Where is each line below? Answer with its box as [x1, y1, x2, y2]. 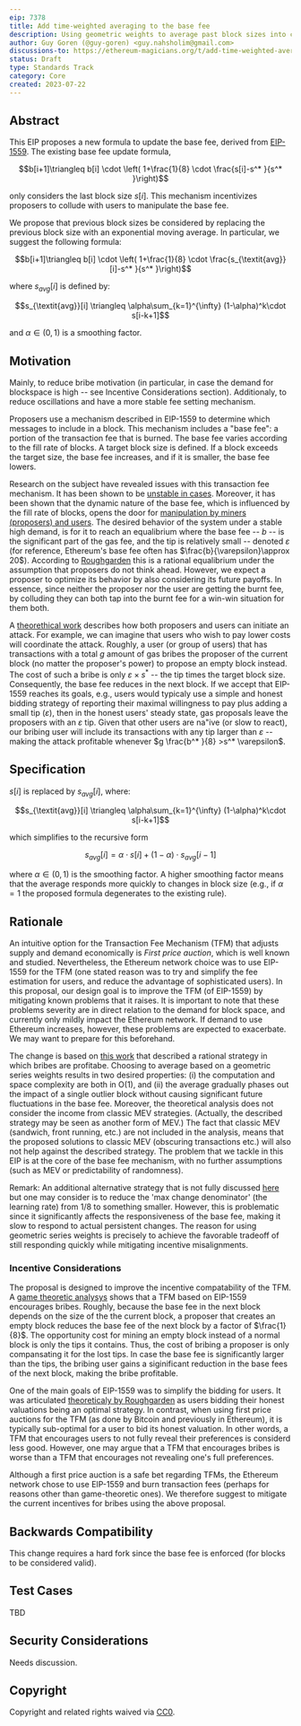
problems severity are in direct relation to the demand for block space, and [9, 1004, 286, 1015]
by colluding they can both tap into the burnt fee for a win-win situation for [9, 593, 285, 604]
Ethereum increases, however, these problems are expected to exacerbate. [9, 1024, 287, 1034]
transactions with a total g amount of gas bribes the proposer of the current [9, 649, 288, 659]
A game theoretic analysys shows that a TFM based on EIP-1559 [9, 1292, 247, 1303]
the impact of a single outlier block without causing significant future [9, 1088, 263, 1099]
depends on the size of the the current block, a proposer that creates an [9, 1311, 276, 1321]
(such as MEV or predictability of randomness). [9, 1164, 184, 1175]
